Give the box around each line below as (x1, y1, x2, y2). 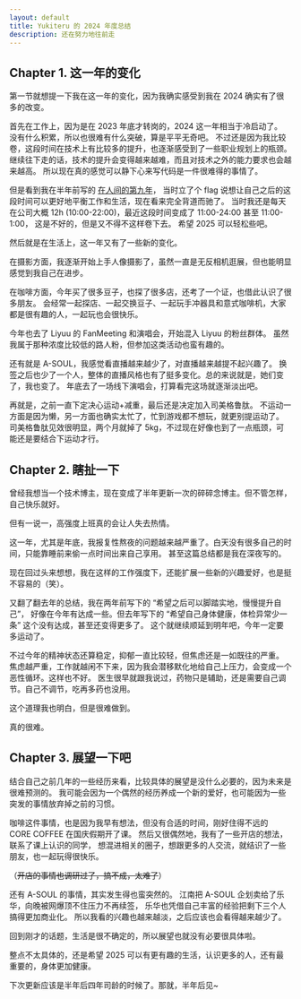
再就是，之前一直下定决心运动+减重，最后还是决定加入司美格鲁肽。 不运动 (9, 400, 284, 410)
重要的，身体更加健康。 (9, 960, 96, 971)
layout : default (9, 13, 70, 22)
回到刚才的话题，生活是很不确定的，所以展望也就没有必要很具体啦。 (9, 930, 261, 941)
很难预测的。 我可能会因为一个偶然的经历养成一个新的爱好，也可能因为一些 (9, 787, 287, 797)
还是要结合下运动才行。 (16, 434, 104, 444)
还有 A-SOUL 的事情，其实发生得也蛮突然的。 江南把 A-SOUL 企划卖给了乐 (9, 889, 285, 900)
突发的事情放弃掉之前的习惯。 (9, 798, 119, 809)
